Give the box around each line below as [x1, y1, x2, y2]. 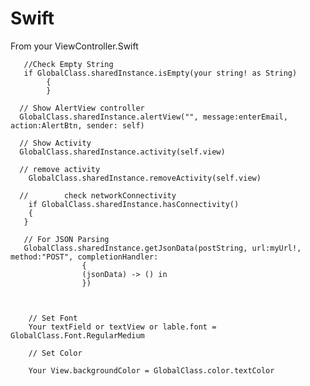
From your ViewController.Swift [10, 40, 139, 52]
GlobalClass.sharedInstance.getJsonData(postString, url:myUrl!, [23, 243, 302, 253]
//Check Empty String [23, 59, 114, 69]
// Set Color [28, 348, 83, 358]
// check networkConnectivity [19, 190, 177, 201]
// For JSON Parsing [23, 234, 110, 244]
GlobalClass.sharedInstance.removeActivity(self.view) [28, 173, 262, 183]
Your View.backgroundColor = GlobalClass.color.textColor [28, 365, 275, 376]
